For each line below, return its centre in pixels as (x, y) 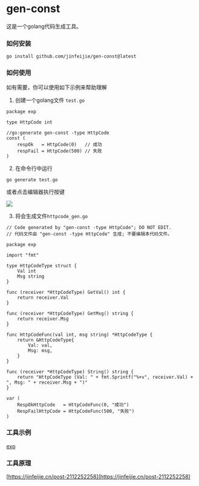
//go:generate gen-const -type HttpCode (58, 133)
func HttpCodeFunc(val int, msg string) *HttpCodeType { (80, 335)
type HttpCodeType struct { (42, 265)
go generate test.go (32, 180)
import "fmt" (23, 255)
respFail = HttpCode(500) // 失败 (60, 151)
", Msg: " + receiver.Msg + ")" (47, 382)
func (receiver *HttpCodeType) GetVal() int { (66, 292)
